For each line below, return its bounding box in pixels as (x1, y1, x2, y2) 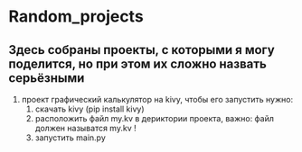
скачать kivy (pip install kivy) (34, 103, 146, 114)
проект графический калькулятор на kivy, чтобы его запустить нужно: (21, 94, 294, 104)
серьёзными (8, 70, 85, 85)
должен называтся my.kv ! (34, 123, 137, 133)
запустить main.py (34, 132, 106, 143)
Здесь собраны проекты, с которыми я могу (8, 42, 275, 58)
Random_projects (8, 6, 144, 27)
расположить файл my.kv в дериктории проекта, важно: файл (34, 113, 275, 123)
